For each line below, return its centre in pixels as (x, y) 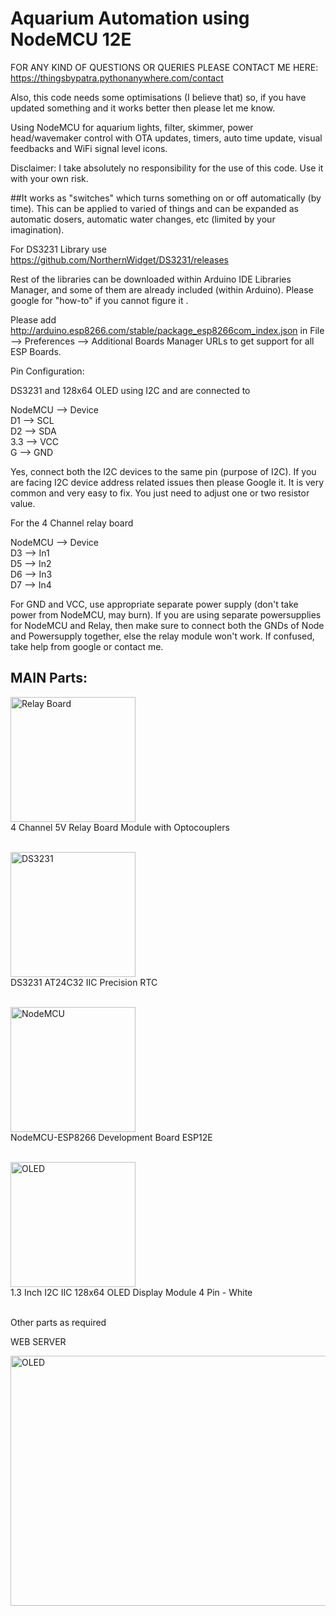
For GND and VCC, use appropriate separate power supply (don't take (154, 604)
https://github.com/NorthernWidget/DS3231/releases (119, 259)
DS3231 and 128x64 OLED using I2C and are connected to (130, 390)
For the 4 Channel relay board (72, 523)
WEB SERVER (38, 1341)
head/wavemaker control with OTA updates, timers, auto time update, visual (166, 138)
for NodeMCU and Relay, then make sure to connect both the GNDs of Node (167, 625)
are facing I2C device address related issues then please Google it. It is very (167, 482)
